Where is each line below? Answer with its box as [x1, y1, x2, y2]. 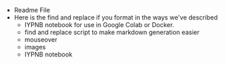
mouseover [24, 35, 58, 44]
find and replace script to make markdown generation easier [24, 28, 200, 36]
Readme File [13, 6, 51, 14]
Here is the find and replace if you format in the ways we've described [13, 13, 218, 22]
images [24, 43, 46, 51]
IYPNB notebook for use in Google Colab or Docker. [24, 21, 174, 29]
